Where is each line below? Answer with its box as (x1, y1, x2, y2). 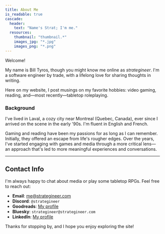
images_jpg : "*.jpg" (14, 39, 56, 44)
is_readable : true (5, 12, 43, 17)
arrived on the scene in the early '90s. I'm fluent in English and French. (5, 121, 148, 127)
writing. (5, 77, 21, 83)
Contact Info (5, 165, 44, 173)
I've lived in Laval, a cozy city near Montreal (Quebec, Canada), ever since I (5, 115, 158, 121)
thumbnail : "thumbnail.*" (14, 35, 67, 40)
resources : (9, 30, 32, 35)
